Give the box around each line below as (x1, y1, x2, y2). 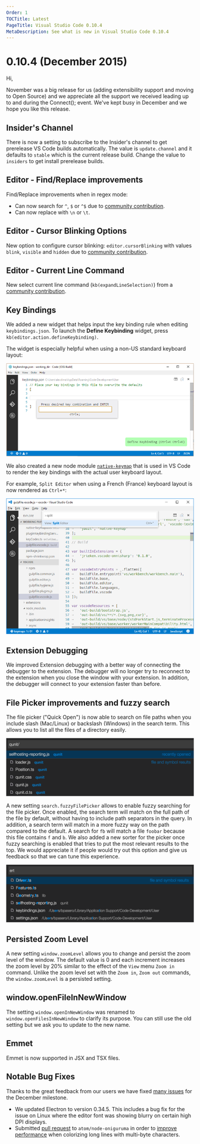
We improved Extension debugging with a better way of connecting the (6, 661, 181, 668)
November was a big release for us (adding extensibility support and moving (6, 87, 194, 94)
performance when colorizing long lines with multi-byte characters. (14, 1131, 180, 1138)
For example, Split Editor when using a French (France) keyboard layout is (6, 480, 193, 487)
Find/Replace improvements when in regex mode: (6, 191, 128, 198)
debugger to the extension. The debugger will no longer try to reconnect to (6, 668, 190, 675)
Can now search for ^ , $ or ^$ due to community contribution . (14, 202, 165, 209)
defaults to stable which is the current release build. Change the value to (6, 151, 186, 158)
